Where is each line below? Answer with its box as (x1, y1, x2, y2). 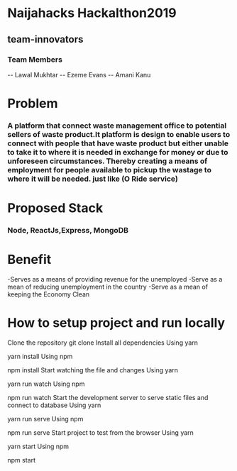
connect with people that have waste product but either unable (7, 138, 229, 148)
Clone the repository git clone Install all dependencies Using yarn (7, 338, 199, 347)
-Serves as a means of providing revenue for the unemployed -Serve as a (7, 275, 223, 284)
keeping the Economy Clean (7, 290, 90, 299)
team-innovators (7, 33, 84, 45)
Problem (7, 96, 58, 111)
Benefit (7, 252, 52, 267)
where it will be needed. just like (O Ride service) (7, 174, 179, 184)
